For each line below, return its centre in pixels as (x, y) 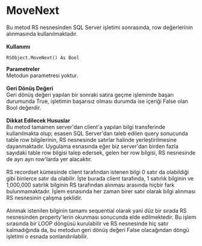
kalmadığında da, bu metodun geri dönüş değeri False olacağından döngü (98, 230)
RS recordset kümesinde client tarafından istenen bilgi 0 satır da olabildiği (97, 172)
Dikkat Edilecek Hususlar (38, 120)
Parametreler (23, 69)
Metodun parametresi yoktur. (42, 75)
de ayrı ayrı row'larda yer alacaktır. (49, 159)
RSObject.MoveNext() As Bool (43, 58)
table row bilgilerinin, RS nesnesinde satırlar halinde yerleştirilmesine (91, 139)
